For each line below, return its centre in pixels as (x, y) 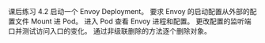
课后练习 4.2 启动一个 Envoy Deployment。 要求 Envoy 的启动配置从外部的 (129, 11)
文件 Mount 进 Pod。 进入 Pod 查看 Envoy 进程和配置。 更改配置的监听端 (133, 21)
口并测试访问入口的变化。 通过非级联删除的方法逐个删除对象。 (110, 31)
